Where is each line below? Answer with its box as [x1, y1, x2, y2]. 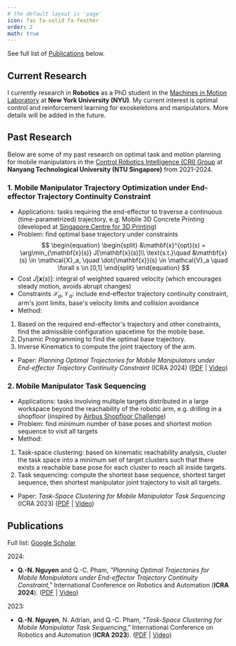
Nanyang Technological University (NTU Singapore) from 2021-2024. [7, 165, 213, 173]
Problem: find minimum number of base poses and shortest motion [17, 420, 213, 428]
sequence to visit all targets [17, 427, 98, 436]
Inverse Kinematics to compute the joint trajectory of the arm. [17, 342, 197, 351]
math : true [7, 30, 39, 37]
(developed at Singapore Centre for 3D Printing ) [17, 223, 157, 231]
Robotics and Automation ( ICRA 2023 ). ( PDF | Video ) [17, 630, 173, 639]
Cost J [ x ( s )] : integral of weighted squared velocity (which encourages [17, 274, 222, 283]
